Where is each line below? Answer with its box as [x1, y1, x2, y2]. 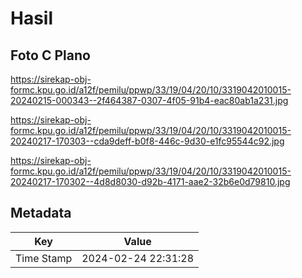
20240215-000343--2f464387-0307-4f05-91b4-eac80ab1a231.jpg [10, 95, 289, 106]
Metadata [10, 205, 72, 222]
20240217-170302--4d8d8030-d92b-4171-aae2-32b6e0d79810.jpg [10, 176, 291, 187]
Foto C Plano [10, 47, 91, 64]
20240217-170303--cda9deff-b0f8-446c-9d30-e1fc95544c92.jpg [10, 135, 285, 147]
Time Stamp [15, 251, 73, 265]
